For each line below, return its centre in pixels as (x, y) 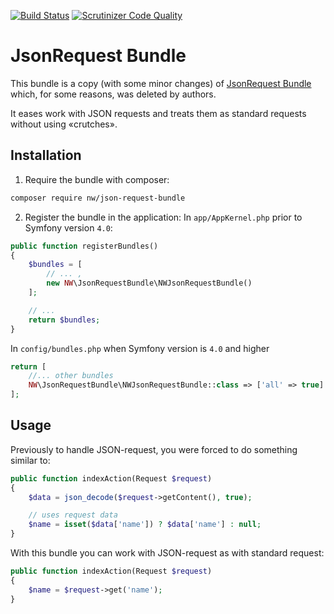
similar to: (30, 460)
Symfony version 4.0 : (68, 227)
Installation (46, 155)
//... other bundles (71, 376)
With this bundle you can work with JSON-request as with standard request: (167, 553)
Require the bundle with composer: (97, 179)
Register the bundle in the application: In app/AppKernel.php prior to (163, 217)
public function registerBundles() (84, 246)
